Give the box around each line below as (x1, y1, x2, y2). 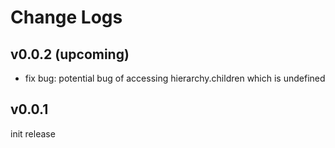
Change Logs (10, 6, 123, 29)
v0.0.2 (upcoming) (10, 46, 130, 63)
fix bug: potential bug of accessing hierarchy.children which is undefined (24, 72, 326, 84)
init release (10, 127, 56, 140)
